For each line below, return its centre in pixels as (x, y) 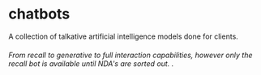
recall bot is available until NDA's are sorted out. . (91, 63)
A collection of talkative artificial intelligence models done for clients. (124, 36)
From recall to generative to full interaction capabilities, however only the (130, 55)
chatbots (39, 14)
